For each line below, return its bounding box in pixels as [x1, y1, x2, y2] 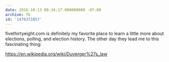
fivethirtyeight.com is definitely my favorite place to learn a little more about [5, 31, 164, 37]
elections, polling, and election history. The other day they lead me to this [5, 36, 159, 42]
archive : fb [5, 12, 31, 17]
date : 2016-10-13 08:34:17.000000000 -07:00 [5, 7, 101, 13]
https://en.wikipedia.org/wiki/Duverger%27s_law [5, 51, 108, 57]
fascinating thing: [5, 41, 42, 47]
